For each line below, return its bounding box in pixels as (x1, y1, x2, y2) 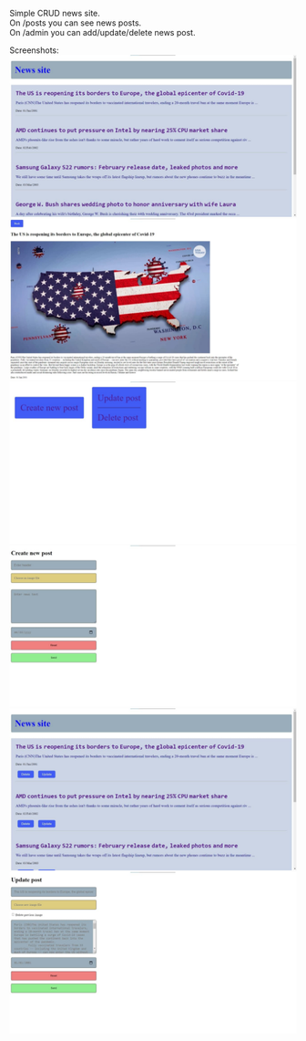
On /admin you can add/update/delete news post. (9, 27, 196, 37)
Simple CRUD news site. (9, 8, 100, 18)
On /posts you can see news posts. (9, 17, 142, 28)
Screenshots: (9, 45, 59, 56)
